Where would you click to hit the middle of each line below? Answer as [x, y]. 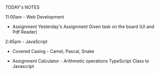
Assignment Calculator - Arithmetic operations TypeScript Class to [81, 61]
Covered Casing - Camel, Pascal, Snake [53, 51]
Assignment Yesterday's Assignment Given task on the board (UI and [83, 26]
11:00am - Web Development [35, 17]
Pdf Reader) [25, 32]
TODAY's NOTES [22, 7]
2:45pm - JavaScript [26, 41]
